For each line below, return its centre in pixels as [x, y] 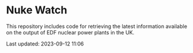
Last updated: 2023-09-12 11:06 [45, 44]
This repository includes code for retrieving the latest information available [97, 26]
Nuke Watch [37, 10]
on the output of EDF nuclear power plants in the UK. [70, 32]
